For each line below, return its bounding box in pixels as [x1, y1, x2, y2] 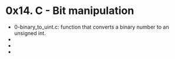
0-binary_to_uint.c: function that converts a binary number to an [14, 23, 169, 30]
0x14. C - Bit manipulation [5, 4, 134, 18]
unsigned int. [14, 29, 46, 36]
